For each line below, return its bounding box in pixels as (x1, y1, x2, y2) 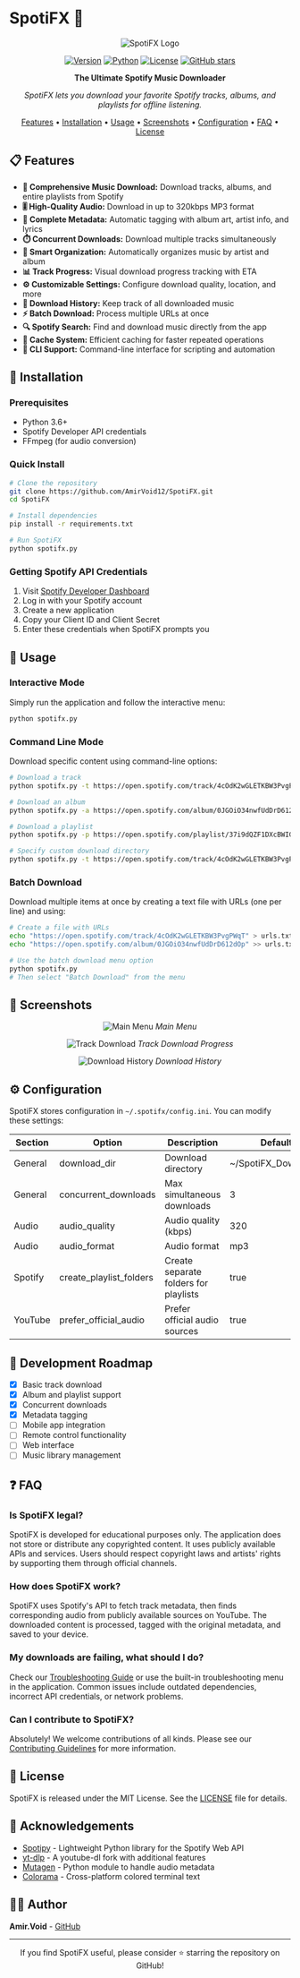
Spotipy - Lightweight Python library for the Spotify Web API (21, 1842, 244, 1853)
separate (164, 1266, 203, 1279)
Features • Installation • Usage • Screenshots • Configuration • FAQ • (21, 116, 279, 127)
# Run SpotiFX (9, 536, 62, 545)
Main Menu (154, 1021, 197, 1032)
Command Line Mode (9, 735, 104, 748)
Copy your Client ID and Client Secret (21, 614, 161, 625)
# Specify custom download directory (9, 846, 150, 856)
